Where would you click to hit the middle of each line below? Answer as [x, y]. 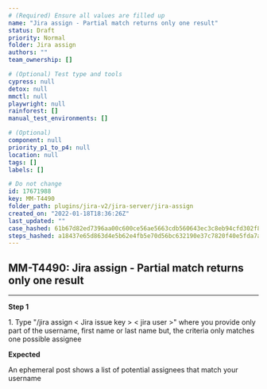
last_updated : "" [37, 221]
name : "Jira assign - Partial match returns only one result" [113, 23]
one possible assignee [45, 339]
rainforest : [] [33, 111]
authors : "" [28, 52]
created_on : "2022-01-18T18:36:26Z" [69, 214]
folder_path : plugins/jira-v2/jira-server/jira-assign [101, 206]
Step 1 [19, 307]
